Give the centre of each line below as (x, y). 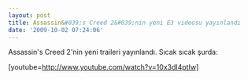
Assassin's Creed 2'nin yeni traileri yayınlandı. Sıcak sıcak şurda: (113, 52)
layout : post (30, 15)
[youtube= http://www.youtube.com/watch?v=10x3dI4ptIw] (104, 67)
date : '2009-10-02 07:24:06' (56, 30)
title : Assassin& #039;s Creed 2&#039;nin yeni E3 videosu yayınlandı (125, 23)
